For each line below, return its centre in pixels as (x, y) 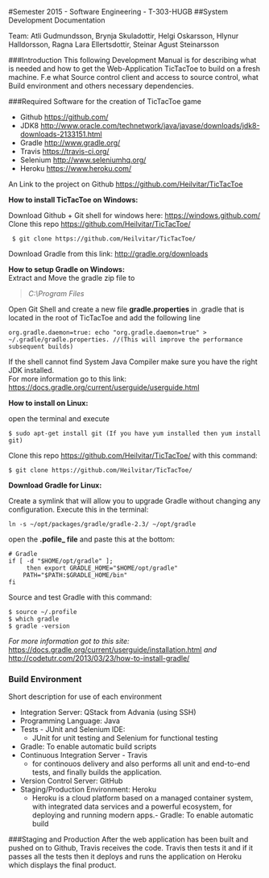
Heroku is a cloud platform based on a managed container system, (143, 798)
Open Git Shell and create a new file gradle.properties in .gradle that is (126, 309)
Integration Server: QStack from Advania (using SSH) (108, 713)
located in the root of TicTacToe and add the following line (105, 318)
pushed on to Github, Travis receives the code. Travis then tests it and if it (131, 848)
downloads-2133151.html (61, 134)
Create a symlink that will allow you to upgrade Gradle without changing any (134, 501)
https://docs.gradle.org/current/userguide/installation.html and (113, 650)
